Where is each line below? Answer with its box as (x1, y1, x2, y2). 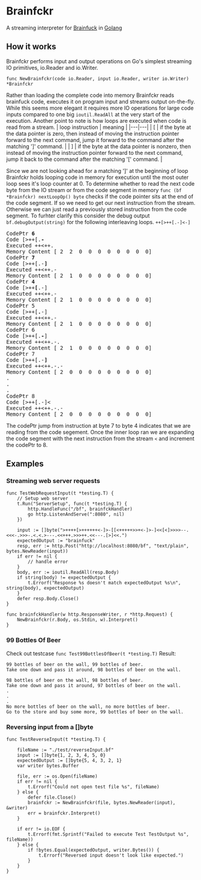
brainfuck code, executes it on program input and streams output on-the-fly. (6, 98, 196, 105)
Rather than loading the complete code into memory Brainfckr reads (6, 92, 175, 99)
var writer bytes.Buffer (17, 763, 79, 769)
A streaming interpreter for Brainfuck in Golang (6, 24, 122, 31)
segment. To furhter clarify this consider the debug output (6, 212, 150, 219)
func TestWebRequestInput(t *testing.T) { (6, 490, 114, 496)
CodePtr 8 (6, 393, 35, 399)
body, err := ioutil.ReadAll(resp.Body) (17, 569, 119, 576)
